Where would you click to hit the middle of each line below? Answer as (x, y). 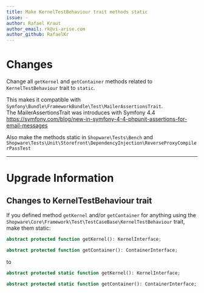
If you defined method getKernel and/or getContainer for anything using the (101, 215)
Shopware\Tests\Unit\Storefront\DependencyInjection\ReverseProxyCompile (102, 143)
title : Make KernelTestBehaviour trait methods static (77, 12)
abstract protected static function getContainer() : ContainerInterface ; (102, 284)
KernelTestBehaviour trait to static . (51, 88)
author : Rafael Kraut (34, 23)
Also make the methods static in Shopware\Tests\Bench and (80, 137)
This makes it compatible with (43, 100)
